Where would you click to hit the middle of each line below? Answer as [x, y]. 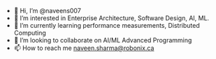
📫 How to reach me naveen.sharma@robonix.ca [84, 48]
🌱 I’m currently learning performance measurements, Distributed [107, 25]
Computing [30, 33]
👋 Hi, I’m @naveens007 [48, 11]
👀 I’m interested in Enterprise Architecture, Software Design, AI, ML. [111, 18]
